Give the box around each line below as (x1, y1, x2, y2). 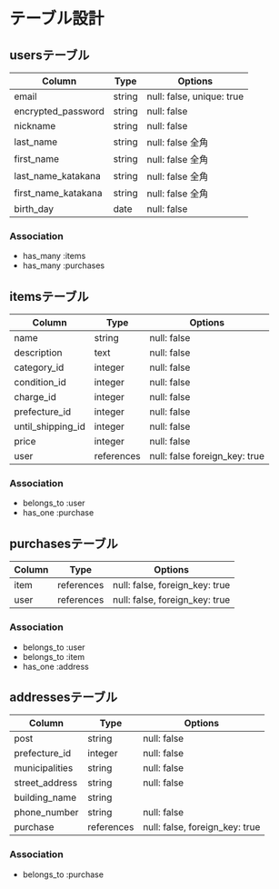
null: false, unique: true (146, 90, 244, 103)
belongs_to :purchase (22, 869, 105, 880)
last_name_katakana (14, 170, 102, 182)
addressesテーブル (9, 689, 118, 704)
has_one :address (22, 661, 89, 672)
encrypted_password (14, 105, 105, 117)
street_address (14, 776, 78, 789)
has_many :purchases (22, 260, 105, 271)
